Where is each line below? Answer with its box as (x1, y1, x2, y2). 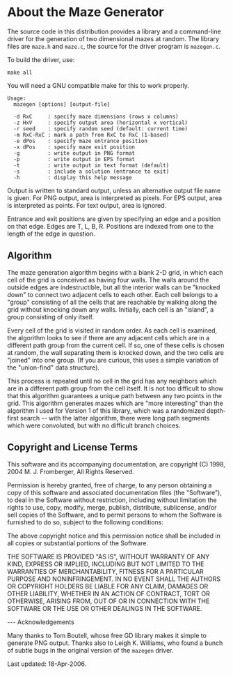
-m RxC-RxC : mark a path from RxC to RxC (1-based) (13, 131, 170, 138)
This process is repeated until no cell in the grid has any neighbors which (7, 377, 217, 385)
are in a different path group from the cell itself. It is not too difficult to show (7, 384, 224, 393)
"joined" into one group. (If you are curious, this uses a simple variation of (7, 356, 219, 364)
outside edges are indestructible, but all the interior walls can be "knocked (7, 283, 220, 291)
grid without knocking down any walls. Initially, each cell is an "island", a (7, 305, 214, 314)
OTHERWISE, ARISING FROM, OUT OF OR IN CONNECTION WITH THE (7, 597, 210, 605)
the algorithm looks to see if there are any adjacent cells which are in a (7, 333, 210, 342)
